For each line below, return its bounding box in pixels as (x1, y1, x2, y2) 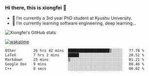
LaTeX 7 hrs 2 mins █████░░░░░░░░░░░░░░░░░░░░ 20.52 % (5, 53, 145, 58)
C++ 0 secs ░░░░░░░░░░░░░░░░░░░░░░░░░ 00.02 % (5, 66, 145, 71)
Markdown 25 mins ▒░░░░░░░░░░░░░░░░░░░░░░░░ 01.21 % (5, 57, 145, 62)
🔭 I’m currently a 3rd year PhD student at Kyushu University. (12, 15, 132, 21)
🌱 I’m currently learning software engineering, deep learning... (12, 20, 137, 26)
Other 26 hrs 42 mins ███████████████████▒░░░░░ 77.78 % (5, 48, 145, 53)
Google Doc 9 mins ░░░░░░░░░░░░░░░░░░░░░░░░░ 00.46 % (5, 62, 145, 66)
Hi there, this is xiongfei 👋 (5, 4, 66, 11)
